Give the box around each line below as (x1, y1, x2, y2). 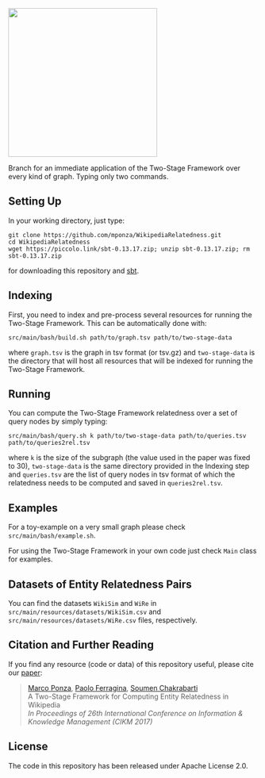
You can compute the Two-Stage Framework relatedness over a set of (8, 408, 238, 418)
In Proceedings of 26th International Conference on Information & (27, 708, 244, 718)
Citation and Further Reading (8, 638, 155, 652)
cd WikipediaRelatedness (8, 238, 90, 246)
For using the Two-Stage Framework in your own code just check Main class (8, 546, 257, 556)
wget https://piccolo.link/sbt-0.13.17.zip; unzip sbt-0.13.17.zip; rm (8, 245, 250, 253)
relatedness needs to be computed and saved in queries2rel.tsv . (8, 478, 224, 488)
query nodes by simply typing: (8, 416, 108, 427)
